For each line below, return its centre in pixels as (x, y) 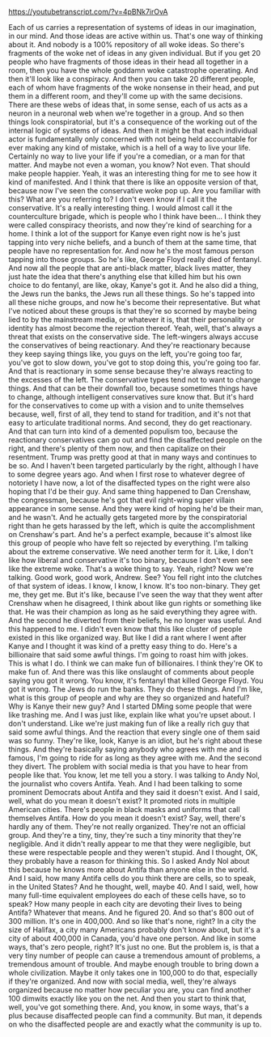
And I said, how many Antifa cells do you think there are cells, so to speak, (132, 878)
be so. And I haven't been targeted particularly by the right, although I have (133, 466)
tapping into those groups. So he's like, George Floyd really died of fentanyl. (135, 259)
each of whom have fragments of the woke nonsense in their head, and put (134, 87)
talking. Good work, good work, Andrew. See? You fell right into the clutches (135, 577)
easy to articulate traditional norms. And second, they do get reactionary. (130, 423)
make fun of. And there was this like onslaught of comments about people (131, 672)
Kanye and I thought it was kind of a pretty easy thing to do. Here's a (123, 646)
